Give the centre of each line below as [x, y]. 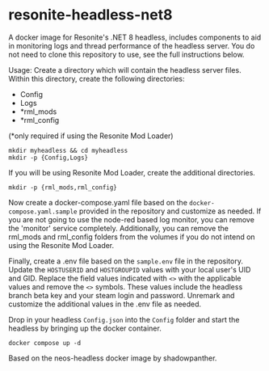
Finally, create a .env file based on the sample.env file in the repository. [126, 261]
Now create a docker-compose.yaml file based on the [98, 202]
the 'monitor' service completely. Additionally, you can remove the [118, 228]
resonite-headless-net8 [90, 15]
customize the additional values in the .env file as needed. [105, 304]
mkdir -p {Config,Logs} [48, 158]
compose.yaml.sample [43, 212]
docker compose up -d [45, 343]
